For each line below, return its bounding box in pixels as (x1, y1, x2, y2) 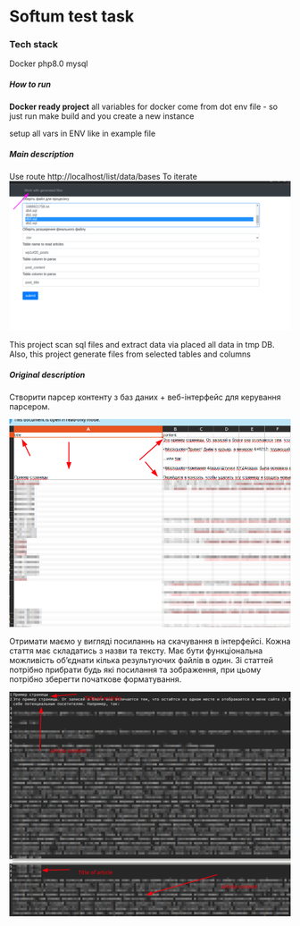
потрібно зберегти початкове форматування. (9, 674, 182, 685)
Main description (9, 149, 74, 160)
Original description (9, 369, 86, 380)
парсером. (9, 401, 51, 412)
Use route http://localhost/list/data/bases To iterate (9, 172, 198, 182)
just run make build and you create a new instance (9, 111, 195, 122)
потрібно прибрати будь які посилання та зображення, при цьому (9, 664, 262, 676)
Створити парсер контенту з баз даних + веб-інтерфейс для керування (9, 391, 281, 403)
